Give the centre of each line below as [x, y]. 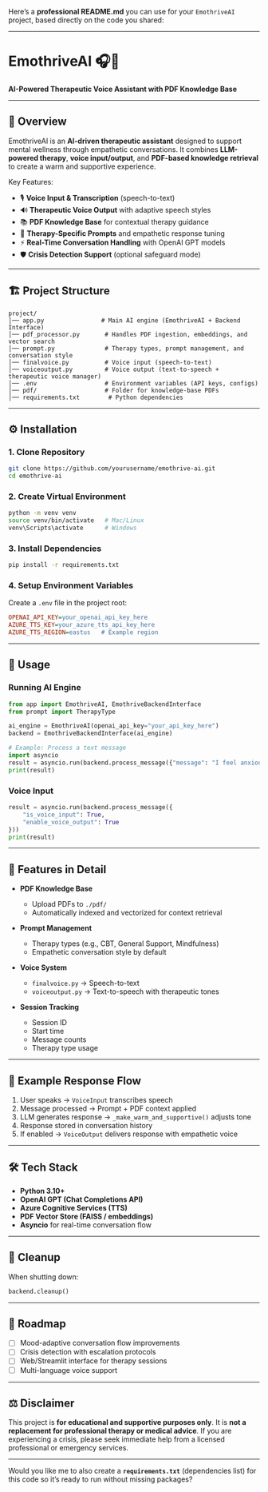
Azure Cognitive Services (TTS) [73, 1207]
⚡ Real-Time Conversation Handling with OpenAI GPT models [122, 242]
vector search [32, 341]
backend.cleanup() [39, 1291]
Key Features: [31, 182]
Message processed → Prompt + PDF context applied [108, 1108]
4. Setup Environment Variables [71, 585]
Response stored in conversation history [86, 1125]
